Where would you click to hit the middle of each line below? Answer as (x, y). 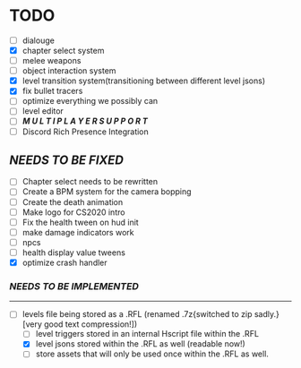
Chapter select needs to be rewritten (90, 182)
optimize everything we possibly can (90, 101)
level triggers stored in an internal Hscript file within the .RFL (147, 334)
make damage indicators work (78, 232)
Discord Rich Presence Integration (86, 132)
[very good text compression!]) (80, 324)
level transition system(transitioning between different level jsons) (144, 81)
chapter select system (63, 51)
